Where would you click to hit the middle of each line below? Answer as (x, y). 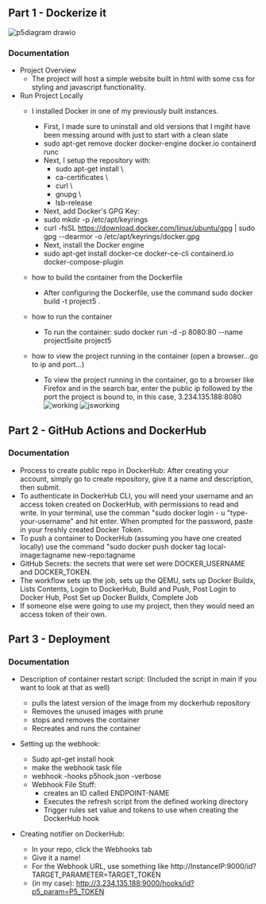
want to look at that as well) (65, 687)
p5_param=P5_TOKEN (68, 892)
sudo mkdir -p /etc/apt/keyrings (96, 220)
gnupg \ (68, 194)
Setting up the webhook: (60, 744)
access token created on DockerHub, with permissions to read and (129, 504)
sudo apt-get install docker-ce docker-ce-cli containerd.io (139, 253)
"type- (237, 512)
